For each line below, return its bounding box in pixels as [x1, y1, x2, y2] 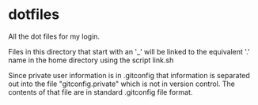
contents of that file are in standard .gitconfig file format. [8, 87, 193, 96]
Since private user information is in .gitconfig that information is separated [8, 70, 251, 80]
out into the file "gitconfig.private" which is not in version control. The [8, 79, 235, 88]
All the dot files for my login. [8, 32, 101, 41]
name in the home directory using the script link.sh [8, 55, 174, 65]
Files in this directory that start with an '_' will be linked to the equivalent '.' [8, 47, 251, 56]
